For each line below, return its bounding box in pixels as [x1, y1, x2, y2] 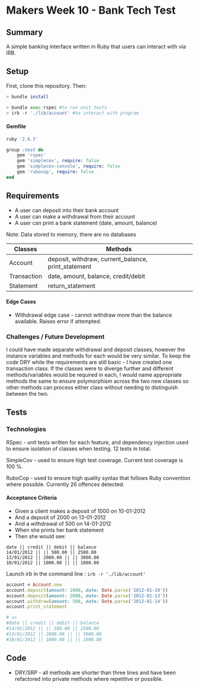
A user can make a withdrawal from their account [14, 213, 135, 220]
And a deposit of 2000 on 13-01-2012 [14, 513, 107, 520]
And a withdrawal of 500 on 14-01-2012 [14, 520, 111, 527]
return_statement [47, 282, 96, 290]
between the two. [6, 390, 49, 397]
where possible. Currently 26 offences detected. [6, 481, 125, 488]
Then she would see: [14, 532, 66, 539]
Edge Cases [6, 298, 37, 305]
